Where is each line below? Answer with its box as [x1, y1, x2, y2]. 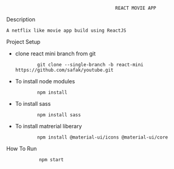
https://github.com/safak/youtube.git [15, 67, 114, 73]
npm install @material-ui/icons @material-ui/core [37, 134, 169, 140]
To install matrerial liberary [15, 123, 82, 129]
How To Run [6, 145, 37, 152]
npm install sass [37, 112, 81, 118]
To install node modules [15, 78, 75, 84]
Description [6, 16, 35, 23]
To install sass [15, 100, 51, 107]
